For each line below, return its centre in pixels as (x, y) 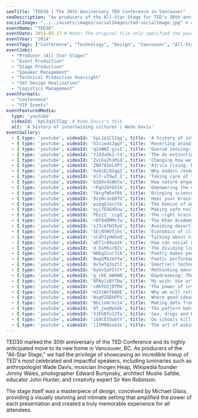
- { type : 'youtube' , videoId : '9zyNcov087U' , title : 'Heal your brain (101, 199)
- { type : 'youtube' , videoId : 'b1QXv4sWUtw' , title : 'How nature (95, 182)
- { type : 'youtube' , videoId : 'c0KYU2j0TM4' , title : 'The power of (97, 286)
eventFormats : (24, 94)
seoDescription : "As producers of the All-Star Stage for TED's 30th (93, 17)
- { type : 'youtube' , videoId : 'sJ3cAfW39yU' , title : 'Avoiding (92, 226)
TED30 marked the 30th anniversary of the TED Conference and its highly (96, 342)
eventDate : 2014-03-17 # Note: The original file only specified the (93, 34)
